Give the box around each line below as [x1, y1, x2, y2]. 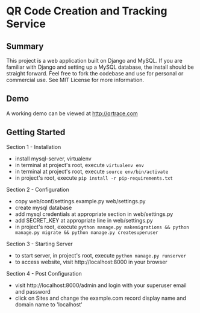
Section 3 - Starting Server [6, 240, 73, 247]
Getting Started [6, 127, 66, 138]
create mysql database [14, 204, 72, 211]
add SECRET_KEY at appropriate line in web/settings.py [14, 217, 154, 224]
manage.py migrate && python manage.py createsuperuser [14, 229, 158, 236]
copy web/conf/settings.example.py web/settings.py [14, 197, 146, 204]
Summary [6, 41, 44, 51]
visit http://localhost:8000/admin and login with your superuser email [14, 282, 187, 289]
